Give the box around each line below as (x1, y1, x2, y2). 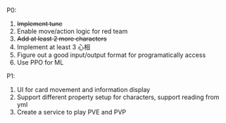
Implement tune (16, 20, 63, 27)
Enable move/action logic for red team (16, 27, 128, 35)
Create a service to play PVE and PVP (16, 108, 127, 116)
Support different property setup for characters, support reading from (16, 93, 220, 101)
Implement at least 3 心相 (16, 43, 91, 51)
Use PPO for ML (16, 58, 64, 66)
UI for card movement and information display (16, 86, 151, 93)
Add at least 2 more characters (16, 34, 107, 43)
